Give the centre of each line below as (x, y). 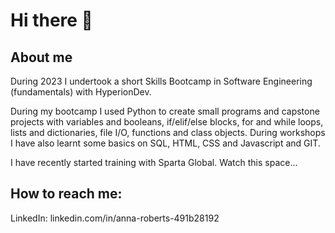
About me (41, 57)
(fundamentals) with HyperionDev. (81, 92)
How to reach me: (66, 194)
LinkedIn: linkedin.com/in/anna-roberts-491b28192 (115, 218)
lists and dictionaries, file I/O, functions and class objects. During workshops (168, 132)
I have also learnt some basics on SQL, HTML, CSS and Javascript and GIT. (165, 143)
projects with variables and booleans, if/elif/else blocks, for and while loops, (167, 122)
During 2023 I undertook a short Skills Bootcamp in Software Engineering (161, 81)
